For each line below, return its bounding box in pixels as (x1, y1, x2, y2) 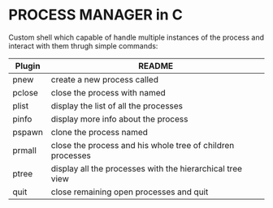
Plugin (15, 60, 41, 71)
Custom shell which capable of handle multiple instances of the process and (8, 32, 264, 42)
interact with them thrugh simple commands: (8, 40, 158, 50)
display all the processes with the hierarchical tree (50, 163, 242, 174)
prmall (12, 144, 37, 155)
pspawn (12, 126, 43, 138)
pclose (12, 87, 39, 98)
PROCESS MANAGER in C (8, 6, 183, 24)
